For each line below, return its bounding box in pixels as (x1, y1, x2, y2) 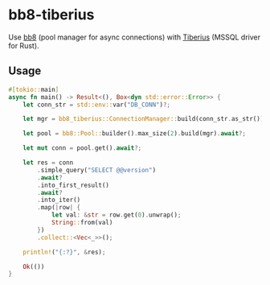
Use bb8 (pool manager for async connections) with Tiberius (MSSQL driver (8, 32, 261, 42)
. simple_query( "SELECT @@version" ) (37, 166, 157, 174)
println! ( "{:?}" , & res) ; (22, 248, 106, 256)
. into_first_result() (37, 181, 110, 189)
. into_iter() (37, 196, 81, 204)
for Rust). (8, 40, 39, 50)
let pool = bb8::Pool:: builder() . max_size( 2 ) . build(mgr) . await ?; (22, 130, 247, 138)
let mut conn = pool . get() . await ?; (22, 144, 142, 152)
